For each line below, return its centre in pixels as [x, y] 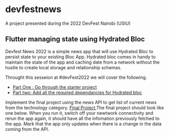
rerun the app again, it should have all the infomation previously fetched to [82, 118]
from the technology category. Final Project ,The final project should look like [84, 108]
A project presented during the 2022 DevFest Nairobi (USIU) [68, 23]
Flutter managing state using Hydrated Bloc [75, 39]
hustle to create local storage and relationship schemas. [64, 67]
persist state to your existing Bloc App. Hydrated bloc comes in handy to [80, 57]
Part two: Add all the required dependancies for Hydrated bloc [77, 93]
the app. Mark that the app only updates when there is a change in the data [83, 124]
